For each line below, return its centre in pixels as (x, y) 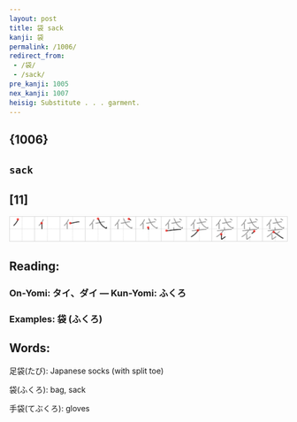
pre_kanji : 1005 (39, 84)
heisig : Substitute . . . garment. (75, 103)
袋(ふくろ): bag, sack (48, 389)
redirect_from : (37, 56)
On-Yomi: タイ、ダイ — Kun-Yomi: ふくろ (98, 294)
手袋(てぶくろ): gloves (49, 408)
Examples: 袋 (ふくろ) (56, 319)
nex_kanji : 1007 (39, 93)
